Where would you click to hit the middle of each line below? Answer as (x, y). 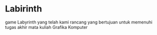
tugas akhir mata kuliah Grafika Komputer (47, 27)
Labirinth (24, 9)
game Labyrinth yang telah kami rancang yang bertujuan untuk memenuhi (79, 22)
